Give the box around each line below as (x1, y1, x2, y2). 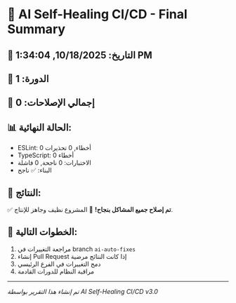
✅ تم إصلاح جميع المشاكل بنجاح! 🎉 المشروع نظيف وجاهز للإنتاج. (7, 205, 173, 213)
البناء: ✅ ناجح (17, 166, 52, 175)
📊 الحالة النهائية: (7, 121, 72, 133)
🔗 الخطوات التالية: (7, 226, 78, 238)
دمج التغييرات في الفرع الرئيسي (17, 260, 101, 268)
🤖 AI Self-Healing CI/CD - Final (7, 6, 188, 22)
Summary (7, 21, 65, 37)
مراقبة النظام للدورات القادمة (17, 267, 95, 276)
